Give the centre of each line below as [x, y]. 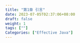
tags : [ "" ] [17, 28]
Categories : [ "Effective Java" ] [39, 33]
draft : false [19, 19]
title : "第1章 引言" [25, 10]
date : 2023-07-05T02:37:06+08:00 [40, 14]
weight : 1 [16, 23]
